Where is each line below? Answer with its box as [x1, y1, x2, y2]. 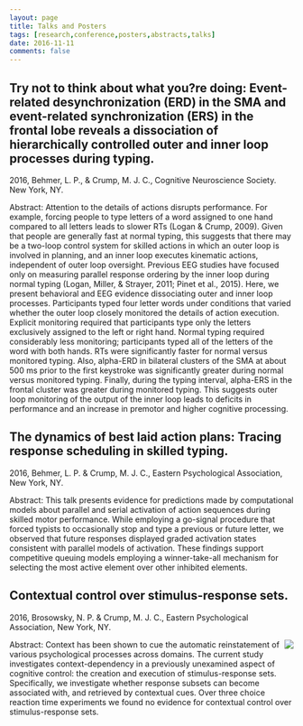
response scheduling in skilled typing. [9, 443, 229, 459]
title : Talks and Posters [9, 22, 106, 31]
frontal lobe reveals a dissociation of [9, 123, 219, 138]
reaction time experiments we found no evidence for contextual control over [9, 696, 292, 707]
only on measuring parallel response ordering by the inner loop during [9, 268, 270, 280]
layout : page [9, 13, 59, 23]
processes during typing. [9, 151, 155, 166]
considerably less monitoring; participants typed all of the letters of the [9, 336, 273, 347]
